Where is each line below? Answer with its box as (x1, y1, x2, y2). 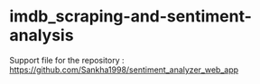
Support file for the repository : (9, 55, 125, 65)
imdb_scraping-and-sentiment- (9, 6, 253, 27)
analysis (9, 25, 74, 46)
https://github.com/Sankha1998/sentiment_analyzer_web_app (9, 64, 239, 75)
